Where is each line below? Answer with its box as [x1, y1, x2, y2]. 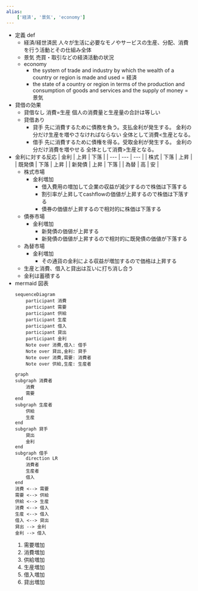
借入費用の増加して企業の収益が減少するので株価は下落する [41, 183, 187, 190]
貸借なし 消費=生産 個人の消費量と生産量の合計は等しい [23, 108, 161, 116]
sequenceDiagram [14, 291, 55, 297]
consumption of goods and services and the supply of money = [32, 87, 188, 94]
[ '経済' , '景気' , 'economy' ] [17, 14, 86, 20]
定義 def [14, 31, 36, 39]
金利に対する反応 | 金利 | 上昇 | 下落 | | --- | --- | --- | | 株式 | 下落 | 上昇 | [14, 153, 193, 161]
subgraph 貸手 [14, 426, 49, 432]
